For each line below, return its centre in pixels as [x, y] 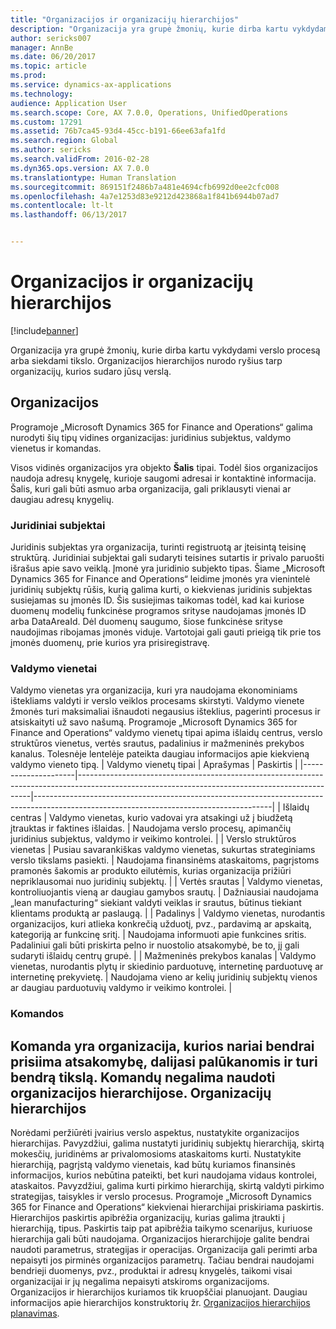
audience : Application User [69, 103]
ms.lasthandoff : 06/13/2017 [69, 215]
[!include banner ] [44, 330]
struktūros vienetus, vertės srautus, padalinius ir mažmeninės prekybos [157, 743]
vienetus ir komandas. [56, 448]
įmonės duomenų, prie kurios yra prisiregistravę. [110, 643]
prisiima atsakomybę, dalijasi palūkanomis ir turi [164, 1061]
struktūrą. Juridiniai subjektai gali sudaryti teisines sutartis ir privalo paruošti [167, 558]
